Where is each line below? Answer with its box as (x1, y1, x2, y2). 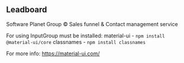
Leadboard (6, 5, 47, 15)
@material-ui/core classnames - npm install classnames (6, 38, 146, 45)
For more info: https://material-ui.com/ (6, 50, 100, 57)
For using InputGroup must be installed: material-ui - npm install (6, 32, 165, 39)
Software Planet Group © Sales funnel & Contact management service (6, 20, 178, 27)
